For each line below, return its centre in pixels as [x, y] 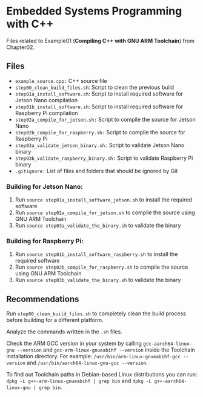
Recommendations [43, 299]
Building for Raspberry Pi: [45, 241]
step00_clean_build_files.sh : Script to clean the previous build [95, 87]
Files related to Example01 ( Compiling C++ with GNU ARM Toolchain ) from [101, 41]
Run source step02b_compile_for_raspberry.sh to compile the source [101, 267]
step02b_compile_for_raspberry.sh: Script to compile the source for [100, 132]
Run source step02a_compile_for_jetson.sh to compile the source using [105, 212]
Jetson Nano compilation [46, 100]
